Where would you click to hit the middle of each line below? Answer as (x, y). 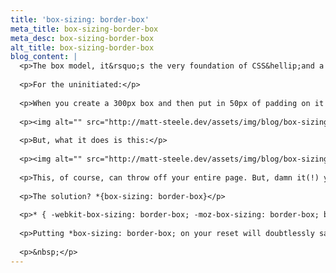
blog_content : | (44, 57)
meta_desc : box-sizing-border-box (82, 38)
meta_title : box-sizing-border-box (84, 29)
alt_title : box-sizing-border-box (82, 47)
